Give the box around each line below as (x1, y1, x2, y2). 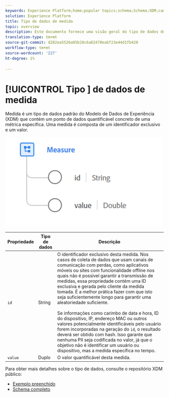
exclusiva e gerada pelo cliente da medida (57, 283, 144, 289)
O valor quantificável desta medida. (57, 355, 131, 361)
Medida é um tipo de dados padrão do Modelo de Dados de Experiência (5, 111, 154, 117)
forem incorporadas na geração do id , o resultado (57, 326, 161, 332)
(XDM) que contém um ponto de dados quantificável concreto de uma (5, 116, 150, 122)
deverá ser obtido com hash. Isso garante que (57, 332, 152, 338)
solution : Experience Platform (5, 13, 71, 19)
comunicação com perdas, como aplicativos (57, 262, 149, 268)
